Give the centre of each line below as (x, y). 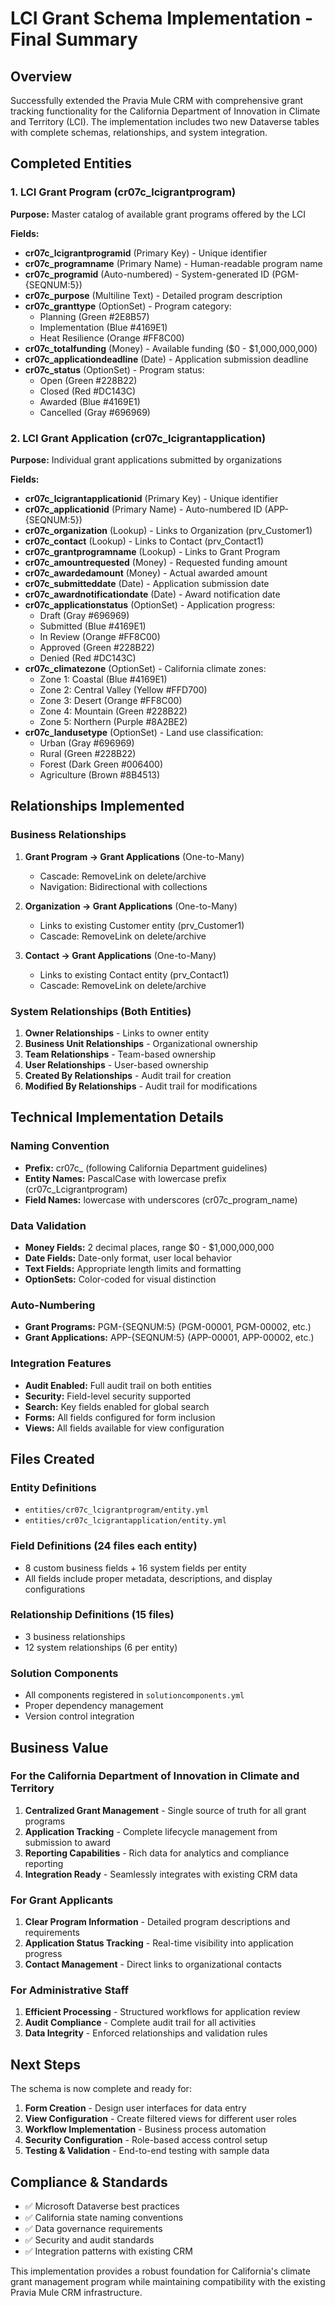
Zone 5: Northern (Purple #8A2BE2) (113, 721)
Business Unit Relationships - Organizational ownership (141, 1043)
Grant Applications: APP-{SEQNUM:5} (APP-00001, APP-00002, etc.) (169, 1338)
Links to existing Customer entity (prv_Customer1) (142, 925)
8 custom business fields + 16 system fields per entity (135, 1568)
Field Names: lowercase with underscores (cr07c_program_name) (161, 1199)
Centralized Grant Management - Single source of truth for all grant (165, 1810)
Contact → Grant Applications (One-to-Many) (120, 955)
